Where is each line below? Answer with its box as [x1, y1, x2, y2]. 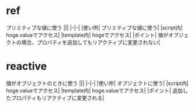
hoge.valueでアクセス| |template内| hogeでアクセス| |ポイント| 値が [6, 31, 168, 39]
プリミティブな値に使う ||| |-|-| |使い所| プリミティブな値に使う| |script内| [6, 24, 183, 31]
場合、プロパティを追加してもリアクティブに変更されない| [21, 39, 161, 46]
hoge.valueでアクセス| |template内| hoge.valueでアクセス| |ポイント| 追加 [6, 87, 183, 94]
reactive [6, 60, 47, 73]
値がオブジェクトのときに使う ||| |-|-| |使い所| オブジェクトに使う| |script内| [6, 80, 189, 87]
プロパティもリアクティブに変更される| [11, 94, 105, 101]
